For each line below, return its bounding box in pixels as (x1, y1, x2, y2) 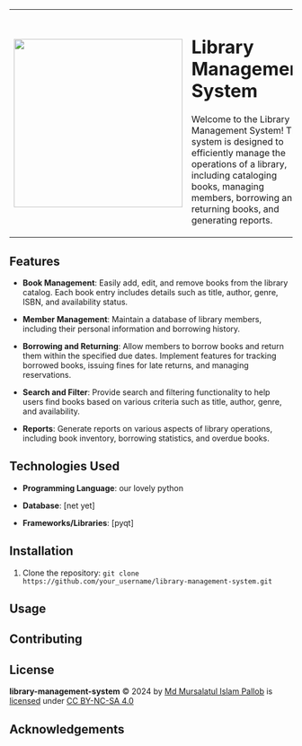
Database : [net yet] (22, 500, 96, 511)
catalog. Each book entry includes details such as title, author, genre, (22, 287, 279, 298)
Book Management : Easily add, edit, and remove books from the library (22, 277, 289, 288)
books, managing (191, 180, 265, 193)
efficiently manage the (191, 147, 286, 160)
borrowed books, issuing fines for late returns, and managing (22, 360, 249, 371)
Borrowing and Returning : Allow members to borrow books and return (22, 341, 285, 352)
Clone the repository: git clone (22, 567, 139, 578)
